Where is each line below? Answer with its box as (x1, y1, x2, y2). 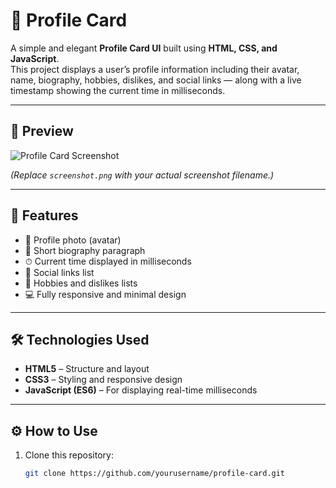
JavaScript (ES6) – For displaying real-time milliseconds (24, 384, 258, 396)
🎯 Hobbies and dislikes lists (24, 277, 138, 289)
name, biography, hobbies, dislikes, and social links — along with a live (10, 74, 302, 86)
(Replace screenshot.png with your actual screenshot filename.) (10, 169, 275, 181)
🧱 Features (10, 207, 79, 224)
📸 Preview (10, 123, 74, 140)
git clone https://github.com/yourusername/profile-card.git (24, 469, 286, 479)
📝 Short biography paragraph (24, 244, 146, 256)
